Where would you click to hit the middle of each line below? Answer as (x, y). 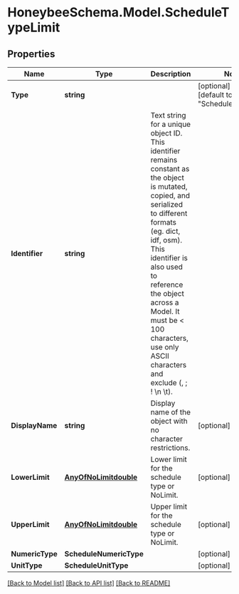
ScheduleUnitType (96, 565)
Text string (168, 115)
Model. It (165, 311)
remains (164, 160)
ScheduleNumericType (104, 554)
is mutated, (169, 186)
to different (169, 213)
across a (165, 302)
